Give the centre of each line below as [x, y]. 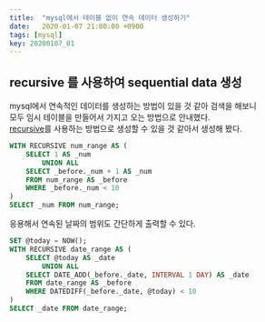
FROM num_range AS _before [77, 180]
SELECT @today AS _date [71, 257]
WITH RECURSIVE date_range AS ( [70, 249]
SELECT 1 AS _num [59, 154]
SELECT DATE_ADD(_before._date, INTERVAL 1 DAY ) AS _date [137, 275]
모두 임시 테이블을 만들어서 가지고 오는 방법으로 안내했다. [110, 117]
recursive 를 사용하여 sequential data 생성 [126, 82]
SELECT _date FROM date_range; [69, 309]
